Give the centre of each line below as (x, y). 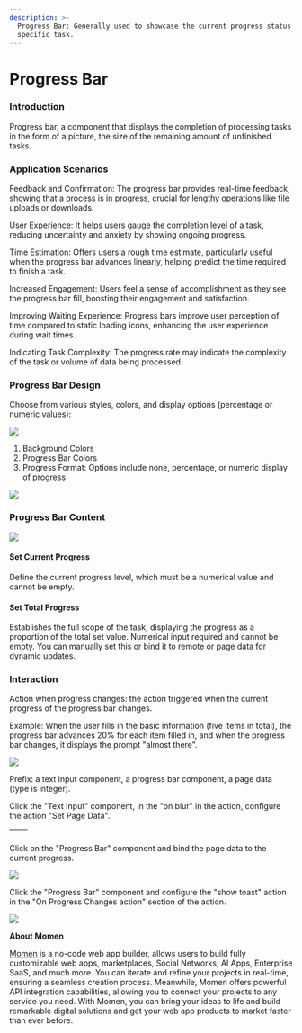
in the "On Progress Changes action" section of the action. (118, 902)
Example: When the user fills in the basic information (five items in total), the (151, 726)
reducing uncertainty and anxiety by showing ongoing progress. (128, 235)
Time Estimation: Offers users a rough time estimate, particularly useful (141, 252)
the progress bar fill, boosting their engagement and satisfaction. (129, 299)
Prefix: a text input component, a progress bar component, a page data (141, 779)
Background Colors (58, 449)
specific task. (46, 34)
